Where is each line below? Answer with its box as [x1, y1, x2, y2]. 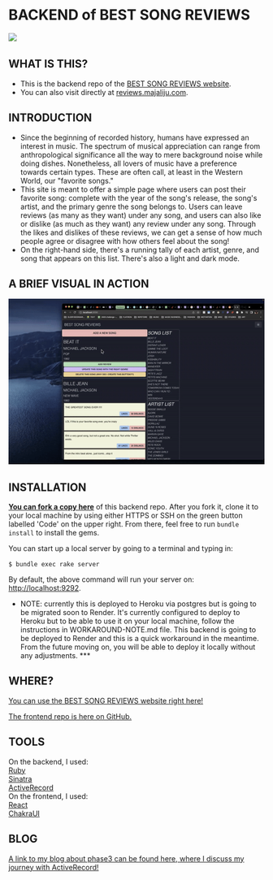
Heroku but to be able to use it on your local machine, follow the [19, 616, 235, 626]
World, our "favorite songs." [19, 176, 114, 185]
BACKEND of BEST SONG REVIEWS [8, 6, 250, 24]
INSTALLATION [8, 480, 87, 494]
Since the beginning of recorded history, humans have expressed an [19, 132, 249, 142]
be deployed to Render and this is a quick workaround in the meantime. [19, 634, 259, 644]
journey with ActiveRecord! [8, 862, 99, 872]
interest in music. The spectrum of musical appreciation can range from [19, 141, 261, 151]
